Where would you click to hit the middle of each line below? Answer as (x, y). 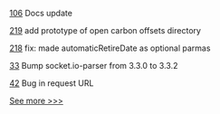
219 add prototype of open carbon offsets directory (105, 30)
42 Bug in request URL (52, 83)
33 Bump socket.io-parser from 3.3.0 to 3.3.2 (94, 66)
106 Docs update (41, 13)
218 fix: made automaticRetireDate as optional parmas (110, 48)
